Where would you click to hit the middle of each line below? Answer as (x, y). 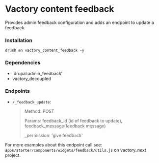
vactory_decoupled (32, 79)
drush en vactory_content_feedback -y (45, 51)
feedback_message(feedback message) (65, 126)
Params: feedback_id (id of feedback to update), (73, 121)
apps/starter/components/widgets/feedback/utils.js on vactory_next (76, 150)
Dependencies (23, 63)
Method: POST (39, 111)
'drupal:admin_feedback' (37, 73)
